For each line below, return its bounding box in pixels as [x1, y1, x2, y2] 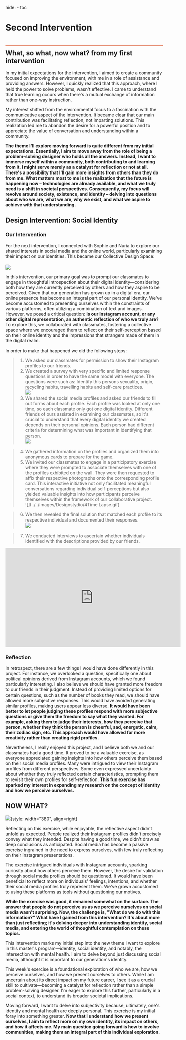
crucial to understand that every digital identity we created [25, 416, 146, 422]
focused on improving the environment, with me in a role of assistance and [5, 75, 159, 81]
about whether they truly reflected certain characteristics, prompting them [5, 771, 159, 777]
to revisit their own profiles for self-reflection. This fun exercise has [5, 776, 146, 783]
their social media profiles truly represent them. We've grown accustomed [5, 883, 158, 889]
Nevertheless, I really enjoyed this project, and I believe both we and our [5, 744, 154, 750]
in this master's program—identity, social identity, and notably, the [5, 945, 142, 951]
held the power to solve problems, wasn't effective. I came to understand [5, 86, 156, 92]
